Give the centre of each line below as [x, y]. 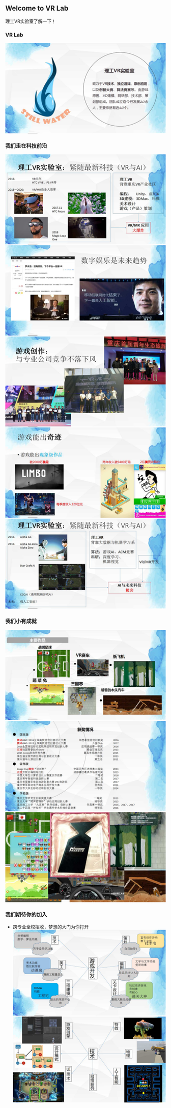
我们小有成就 [21, 621]
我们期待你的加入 [26, 915]
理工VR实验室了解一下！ [31, 21]
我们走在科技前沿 [26, 145]
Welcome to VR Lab [37, 8]
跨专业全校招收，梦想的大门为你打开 [51, 927]
